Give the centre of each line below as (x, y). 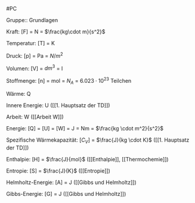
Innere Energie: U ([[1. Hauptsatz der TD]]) (58, 105)
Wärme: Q (18, 93)
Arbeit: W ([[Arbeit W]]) (35, 117)
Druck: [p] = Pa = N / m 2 (35, 55)
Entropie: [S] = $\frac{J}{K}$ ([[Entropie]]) (58, 171)
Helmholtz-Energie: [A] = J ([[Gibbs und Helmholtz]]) (71, 182)
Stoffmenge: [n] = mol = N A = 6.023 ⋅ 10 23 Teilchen (69, 81)
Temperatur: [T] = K (31, 43)
